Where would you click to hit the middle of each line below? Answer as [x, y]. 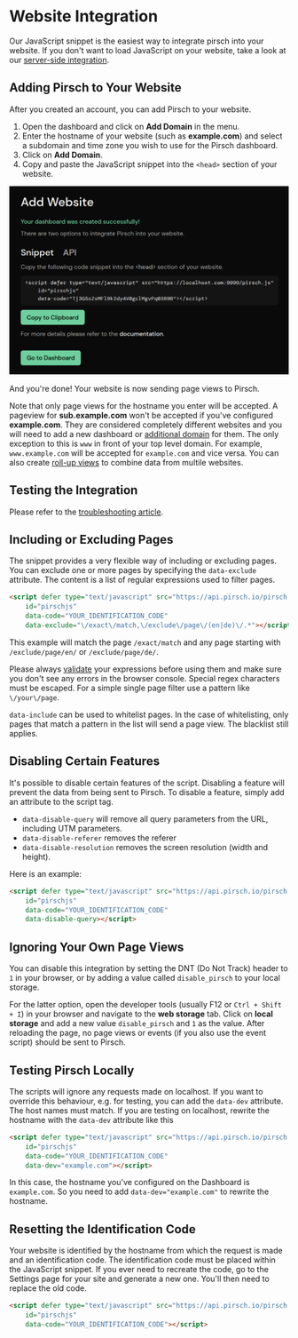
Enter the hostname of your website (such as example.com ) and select [152, 136]
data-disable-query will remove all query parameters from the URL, [145, 818]
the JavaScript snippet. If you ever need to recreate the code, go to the [139, 1270]
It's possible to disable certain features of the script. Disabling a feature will [147, 783]
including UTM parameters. [72, 828]
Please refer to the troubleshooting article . [86, 512]
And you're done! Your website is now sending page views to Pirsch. [134, 388]
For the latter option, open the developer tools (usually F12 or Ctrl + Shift [145, 1005]
